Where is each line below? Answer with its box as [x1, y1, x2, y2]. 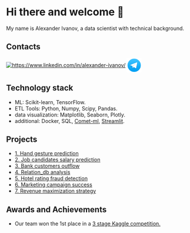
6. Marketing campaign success [14, 181, 92, 188]
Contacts [6, 42, 41, 52]
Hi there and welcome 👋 [6, 5, 125, 19]
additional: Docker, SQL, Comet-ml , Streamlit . [14, 117, 125, 124]
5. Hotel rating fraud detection [14, 175, 88, 182]
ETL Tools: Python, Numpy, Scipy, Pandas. [14, 105, 118, 112]
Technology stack [6, 83, 74, 93]
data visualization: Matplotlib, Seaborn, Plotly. [14, 111, 125, 118]
